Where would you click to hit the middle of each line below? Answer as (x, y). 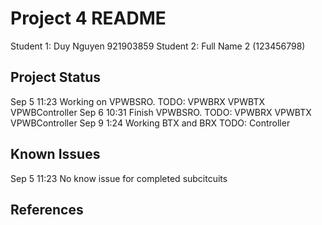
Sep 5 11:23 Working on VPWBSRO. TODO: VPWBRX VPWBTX (137, 101)
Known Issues (55, 154)
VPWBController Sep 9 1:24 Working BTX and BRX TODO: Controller (150, 123)
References (47, 209)
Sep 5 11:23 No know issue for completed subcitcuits (119, 178)
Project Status (56, 77)
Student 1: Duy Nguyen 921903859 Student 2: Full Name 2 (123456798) (158, 46)
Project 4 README (88, 18)
